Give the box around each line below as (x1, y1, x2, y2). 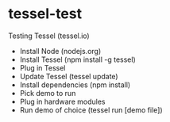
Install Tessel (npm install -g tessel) (19, 55, 137, 64)
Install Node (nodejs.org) (19, 46, 102, 55)
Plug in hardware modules (19, 97, 106, 106)
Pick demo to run (19, 88, 76, 97)
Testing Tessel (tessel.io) (8, 31, 90, 40)
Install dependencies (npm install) (19, 80, 131, 90)
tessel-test (8, 5, 82, 23)
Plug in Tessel (19, 63, 66, 72)
